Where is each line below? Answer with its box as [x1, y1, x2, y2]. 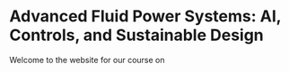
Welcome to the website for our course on [9, 54, 165, 65]
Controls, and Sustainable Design [9, 25, 265, 45]
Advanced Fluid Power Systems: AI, [9, 6, 281, 27]
